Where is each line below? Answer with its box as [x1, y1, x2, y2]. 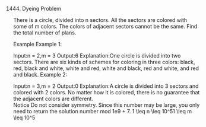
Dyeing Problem [21, 5, 62, 12]
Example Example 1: [13, 41, 62, 47]
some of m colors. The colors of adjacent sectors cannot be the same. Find [13, 23, 198, 30]
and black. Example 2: [13, 71, 68, 78]
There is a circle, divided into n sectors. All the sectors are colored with [13, 17, 188, 23]
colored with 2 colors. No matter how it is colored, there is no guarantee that [13, 89, 200, 96]
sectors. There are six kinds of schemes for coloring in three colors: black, [13, 59, 195, 65]
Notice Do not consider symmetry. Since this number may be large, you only [13, 101, 200, 109]
